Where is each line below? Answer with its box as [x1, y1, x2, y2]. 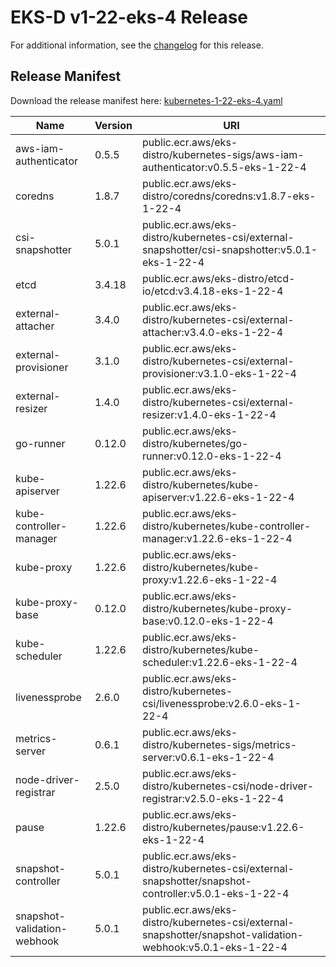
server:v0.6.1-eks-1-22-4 [141, 750, 275, 764]
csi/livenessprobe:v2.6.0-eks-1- [141, 696, 302, 710]
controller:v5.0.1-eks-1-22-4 [141, 886, 290, 900]
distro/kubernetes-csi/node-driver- [141, 779, 315, 793]
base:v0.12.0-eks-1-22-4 [141, 614, 274, 628]
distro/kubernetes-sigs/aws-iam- [141, 147, 305, 161]
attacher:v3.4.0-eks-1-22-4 [141, 325, 283, 339]
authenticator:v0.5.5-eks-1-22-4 [141, 160, 307, 174]
